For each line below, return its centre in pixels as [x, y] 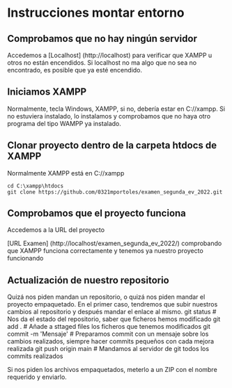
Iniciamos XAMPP [47, 92]
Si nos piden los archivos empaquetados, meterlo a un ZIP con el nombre [112, 370]
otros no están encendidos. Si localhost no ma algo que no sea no [102, 63]
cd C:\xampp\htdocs [36, 186]
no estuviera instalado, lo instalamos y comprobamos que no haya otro [109, 116]
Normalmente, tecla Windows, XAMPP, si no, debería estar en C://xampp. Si [116, 109]
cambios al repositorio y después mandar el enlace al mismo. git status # [112, 312]
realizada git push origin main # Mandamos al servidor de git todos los [108, 349]
